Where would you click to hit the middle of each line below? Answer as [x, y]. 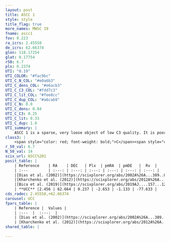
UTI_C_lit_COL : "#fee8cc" [32, 95]
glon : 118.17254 [22, 52]
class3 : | [16, 137]
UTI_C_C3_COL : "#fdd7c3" [31, 90]
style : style [19, 19]
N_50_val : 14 [19, 152]
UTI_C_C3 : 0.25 [21, 114]
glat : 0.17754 [20, 57]
